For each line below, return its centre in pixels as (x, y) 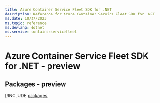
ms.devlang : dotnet (25, 28)
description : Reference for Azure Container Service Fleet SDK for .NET (80, 14)
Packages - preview (36, 84)
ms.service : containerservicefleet (41, 32)
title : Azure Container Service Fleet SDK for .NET (58, 9)
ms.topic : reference (26, 23)
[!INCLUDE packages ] (27, 96)
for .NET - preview (43, 66)
